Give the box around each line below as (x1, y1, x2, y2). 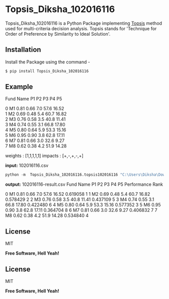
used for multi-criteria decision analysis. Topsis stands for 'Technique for (5, 25, 157, 31)
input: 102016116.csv (5, 163, 49, 169)
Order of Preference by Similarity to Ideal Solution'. (5, 31, 111, 37)
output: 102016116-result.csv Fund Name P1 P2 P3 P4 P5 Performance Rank (5, 181, 163, 187)
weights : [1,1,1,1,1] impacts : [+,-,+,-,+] (5, 153, 84, 159)
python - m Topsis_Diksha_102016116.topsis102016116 (5, 172, 118, 177)
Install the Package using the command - (5, 59, 91, 65)
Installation (5, 45, 41, 54)
